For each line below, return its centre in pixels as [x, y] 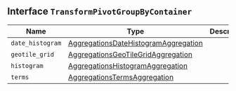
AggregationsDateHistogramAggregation [136, 43]
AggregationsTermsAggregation [121, 77]
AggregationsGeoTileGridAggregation [130, 54]
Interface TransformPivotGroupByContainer [100, 12]
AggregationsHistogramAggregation [128, 66]
